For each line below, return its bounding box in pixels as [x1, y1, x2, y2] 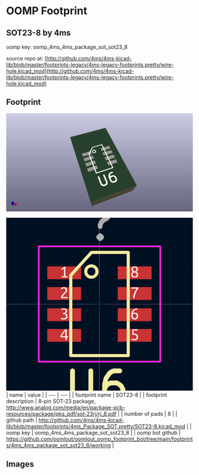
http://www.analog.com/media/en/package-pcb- [6, 404, 126, 411]
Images [6, 459, 34, 469]
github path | [6, 416, 37, 424]
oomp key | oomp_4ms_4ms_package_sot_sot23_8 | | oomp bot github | [6, 429, 181, 437]
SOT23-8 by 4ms [6, 28, 71, 38]
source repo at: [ [6, 55, 47, 62]
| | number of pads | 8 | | [117, 410, 178, 418]
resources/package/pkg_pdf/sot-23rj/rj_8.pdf [6, 410, 117, 418]
